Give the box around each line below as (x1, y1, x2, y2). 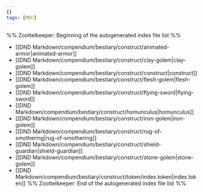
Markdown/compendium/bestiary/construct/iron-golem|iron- (32, 114, 185, 122)
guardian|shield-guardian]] (15, 147, 84, 155)
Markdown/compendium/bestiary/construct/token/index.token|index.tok (15, 173, 197, 180)
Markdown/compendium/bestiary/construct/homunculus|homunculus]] (15, 108, 194, 115)
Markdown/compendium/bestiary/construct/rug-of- (32, 128, 163, 135)
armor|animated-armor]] (15, 49, 77, 57)
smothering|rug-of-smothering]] (15, 134, 97, 141)
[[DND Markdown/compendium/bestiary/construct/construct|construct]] (15, 69, 198, 76)
